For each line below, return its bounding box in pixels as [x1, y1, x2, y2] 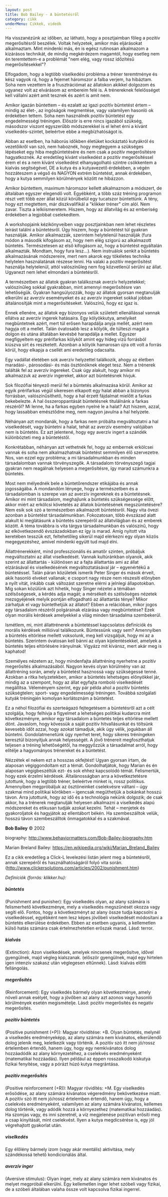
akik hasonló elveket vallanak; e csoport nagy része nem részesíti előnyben [5, 575, 161, 581]
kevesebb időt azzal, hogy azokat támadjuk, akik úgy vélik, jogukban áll [5, 726, 152, 732]
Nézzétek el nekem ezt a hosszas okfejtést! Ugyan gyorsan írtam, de [5, 757, 146, 763]
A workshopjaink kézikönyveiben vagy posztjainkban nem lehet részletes [5, 221, 156, 227]
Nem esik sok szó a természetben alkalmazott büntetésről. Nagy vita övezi [5, 507, 159, 513]
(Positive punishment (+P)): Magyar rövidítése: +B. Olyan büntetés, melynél [5, 1029, 160, 1035]
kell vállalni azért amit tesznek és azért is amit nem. [5, 92, 111, 98]
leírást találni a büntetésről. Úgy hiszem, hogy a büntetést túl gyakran [5, 227, 148, 233]
